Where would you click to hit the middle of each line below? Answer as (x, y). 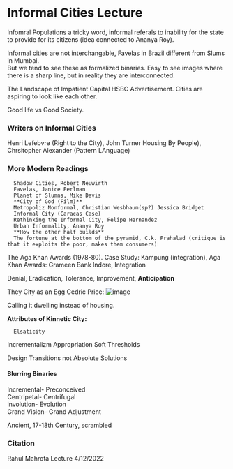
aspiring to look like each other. (52, 96)
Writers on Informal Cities (52, 128)
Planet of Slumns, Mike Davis (57, 195)
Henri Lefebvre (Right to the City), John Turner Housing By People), (104, 143)
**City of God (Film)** (48, 201)
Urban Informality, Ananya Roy (59, 226)
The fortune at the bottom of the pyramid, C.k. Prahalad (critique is (120, 238)
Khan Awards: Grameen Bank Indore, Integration (77, 265)
